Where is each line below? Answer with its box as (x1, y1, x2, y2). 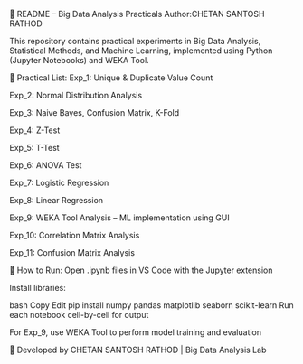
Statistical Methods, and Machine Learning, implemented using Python (9, 45, 273, 56)
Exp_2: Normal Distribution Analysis (9, 90, 143, 100)
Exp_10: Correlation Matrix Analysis (9, 230, 140, 240)
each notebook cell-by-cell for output (9, 310, 149, 320)
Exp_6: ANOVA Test (9, 160, 82, 171)
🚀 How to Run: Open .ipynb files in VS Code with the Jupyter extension (9, 265, 273, 275)
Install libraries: (9, 283, 66, 293)
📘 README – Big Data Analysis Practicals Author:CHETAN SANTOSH (9, 9, 265, 19)
